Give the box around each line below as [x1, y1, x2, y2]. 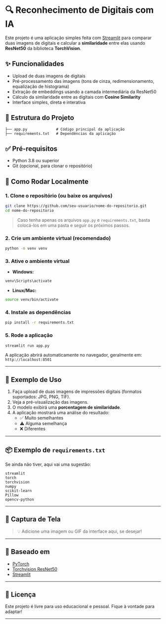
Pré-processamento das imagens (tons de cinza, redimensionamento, [12, 78, 155, 84]
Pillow [5, 493, 19, 498]
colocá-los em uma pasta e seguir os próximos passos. [17, 222, 130, 228]
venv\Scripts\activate [5, 279, 52, 284]
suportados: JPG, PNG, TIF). [12, 394, 71, 400]
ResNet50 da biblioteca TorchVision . [5, 45, 82, 51]
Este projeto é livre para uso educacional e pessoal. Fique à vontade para [5, 604, 155, 610]
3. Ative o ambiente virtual [5, 257, 70, 264]
